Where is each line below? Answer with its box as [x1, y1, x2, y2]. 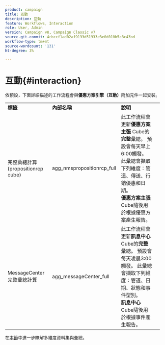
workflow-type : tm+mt [5, 39, 50, 44]
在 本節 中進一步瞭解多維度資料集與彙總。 [5, 335, 87, 341]
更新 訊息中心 [121, 233, 151, 240]
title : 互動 [5, 12, 28, 17]
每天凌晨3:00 [121, 255, 152, 262]
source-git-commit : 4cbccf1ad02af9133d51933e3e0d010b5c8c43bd [5, 35, 135, 40]
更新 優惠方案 [121, 121, 151, 128]
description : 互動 [5, 16, 41, 21]
